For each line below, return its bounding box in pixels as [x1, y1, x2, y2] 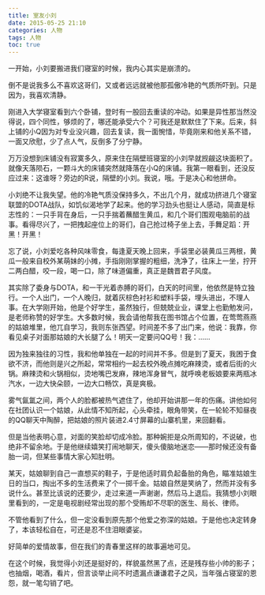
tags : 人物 [8, 33, 42, 42]
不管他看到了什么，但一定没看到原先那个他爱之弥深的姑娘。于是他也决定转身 [8, 515, 257, 525]
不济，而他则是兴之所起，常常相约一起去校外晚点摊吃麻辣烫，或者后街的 [14, 359, 250, 368]
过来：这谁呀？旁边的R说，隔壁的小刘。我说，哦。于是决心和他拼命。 [14, 173, 241, 183]
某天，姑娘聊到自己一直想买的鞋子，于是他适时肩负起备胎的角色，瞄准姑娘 [8, 469, 250, 478]
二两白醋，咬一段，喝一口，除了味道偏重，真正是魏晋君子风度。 [8, 266, 215, 276]
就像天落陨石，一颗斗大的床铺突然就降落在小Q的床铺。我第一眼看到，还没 [8, 164, 248, 173]
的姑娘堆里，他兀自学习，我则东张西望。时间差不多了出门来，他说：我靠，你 [8, 322, 257, 332]
